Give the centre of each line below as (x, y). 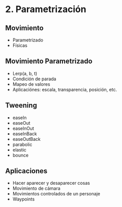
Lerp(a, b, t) (25, 73)
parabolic (22, 144)
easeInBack (25, 134)
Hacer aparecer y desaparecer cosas (51, 183)
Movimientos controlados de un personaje (56, 194)
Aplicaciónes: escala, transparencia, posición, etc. (65, 89)
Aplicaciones (26, 171)
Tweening (21, 105)
